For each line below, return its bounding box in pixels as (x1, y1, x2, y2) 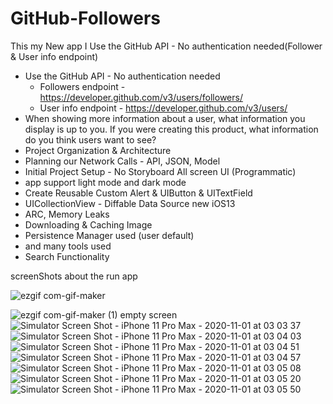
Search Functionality (24, 250, 110, 262)
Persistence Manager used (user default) (24, 229, 195, 241)
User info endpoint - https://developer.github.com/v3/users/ (39, 102, 288, 114)
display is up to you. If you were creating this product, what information (24, 123, 319, 135)
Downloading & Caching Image (24, 218, 153, 231)
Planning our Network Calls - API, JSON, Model (24, 155, 221, 167)
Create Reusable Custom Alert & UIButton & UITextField (24, 187, 253, 199)
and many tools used (24, 240, 112, 252)
